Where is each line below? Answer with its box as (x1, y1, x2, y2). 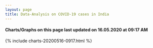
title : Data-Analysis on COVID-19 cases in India (5, 12, 110, 17)
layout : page (5, 7, 32, 12)
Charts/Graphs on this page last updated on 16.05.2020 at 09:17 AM (5, 27, 148, 33)
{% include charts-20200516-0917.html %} (5, 38, 92, 44)
